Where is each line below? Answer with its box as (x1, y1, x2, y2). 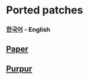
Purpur (6, 64, 32, 74)
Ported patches (6, 4, 84, 17)
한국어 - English (6, 26, 51, 34)
